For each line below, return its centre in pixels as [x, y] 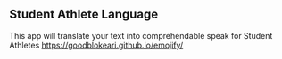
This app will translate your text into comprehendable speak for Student [141, 35]
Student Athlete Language [84, 15]
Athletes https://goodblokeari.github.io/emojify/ [96, 45]
